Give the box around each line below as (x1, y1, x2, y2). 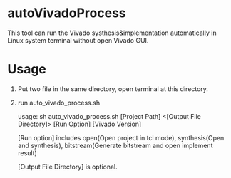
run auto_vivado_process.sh (17, 98, 101, 107)
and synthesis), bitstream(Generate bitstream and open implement (17, 141, 213, 150)
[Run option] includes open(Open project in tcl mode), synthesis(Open (17, 133, 225, 142)
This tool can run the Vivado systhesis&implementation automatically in (7, 28, 217, 37)
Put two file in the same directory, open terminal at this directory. (17, 84, 209, 93)
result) (17, 148, 37, 157)
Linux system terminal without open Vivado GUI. (7, 36, 149, 44)
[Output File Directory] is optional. (17, 162, 118, 171)
